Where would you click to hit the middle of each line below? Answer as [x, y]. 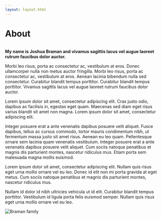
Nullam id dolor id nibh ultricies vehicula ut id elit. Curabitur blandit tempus [80, 192]
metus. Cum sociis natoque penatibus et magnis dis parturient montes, [76, 177]
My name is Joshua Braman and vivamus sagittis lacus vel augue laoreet [80, 51]
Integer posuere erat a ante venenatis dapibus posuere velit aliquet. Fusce [79, 126]
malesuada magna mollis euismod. [40, 157]
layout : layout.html [26, 9]
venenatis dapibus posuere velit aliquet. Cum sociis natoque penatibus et [78, 147]
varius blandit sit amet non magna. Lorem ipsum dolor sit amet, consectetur [81, 111]
